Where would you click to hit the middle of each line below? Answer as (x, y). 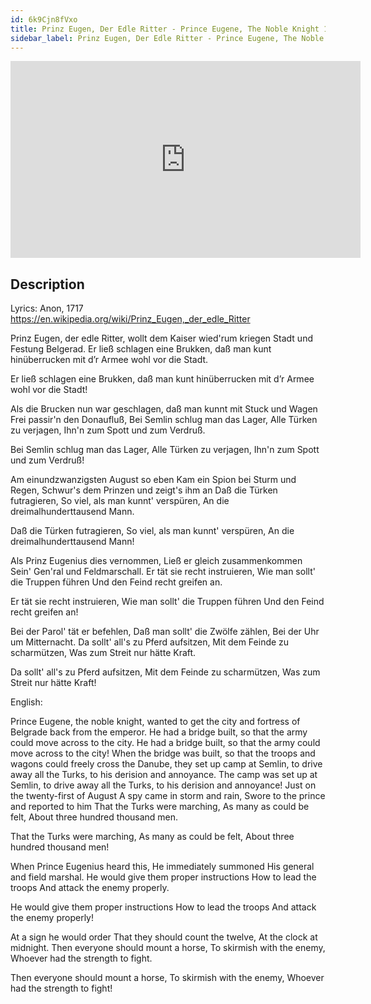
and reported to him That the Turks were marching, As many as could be (160, 807)
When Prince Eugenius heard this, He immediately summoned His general (162, 867)
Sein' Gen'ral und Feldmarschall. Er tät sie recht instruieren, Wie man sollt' (163, 572)
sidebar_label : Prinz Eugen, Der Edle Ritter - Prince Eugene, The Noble (167, 38)
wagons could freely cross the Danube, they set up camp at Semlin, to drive (166, 764)
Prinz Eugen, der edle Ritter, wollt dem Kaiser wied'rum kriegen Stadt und (161, 338)
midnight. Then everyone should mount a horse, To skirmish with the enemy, (168, 948)
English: (26, 702)
